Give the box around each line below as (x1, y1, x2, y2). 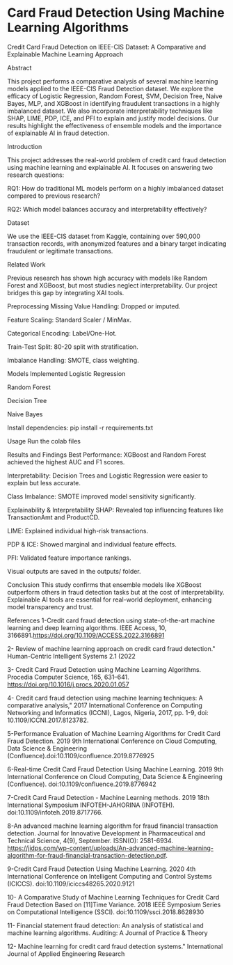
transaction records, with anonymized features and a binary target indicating (7, 239, 227, 248)
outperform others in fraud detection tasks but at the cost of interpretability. (7, 588, 225, 596)
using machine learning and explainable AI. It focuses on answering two (7, 163, 214, 171)
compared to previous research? (7, 191, 101, 200)
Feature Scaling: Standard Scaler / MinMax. (7, 315, 132, 324)
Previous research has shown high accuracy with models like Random (7, 274, 207, 282)
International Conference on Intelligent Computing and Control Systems (7, 872, 212, 880)
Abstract (7, 63, 32, 72)
